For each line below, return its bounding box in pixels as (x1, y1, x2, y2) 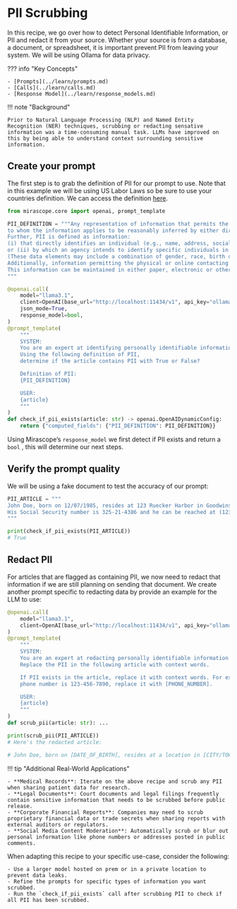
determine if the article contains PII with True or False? (20, 358, 200, 365)
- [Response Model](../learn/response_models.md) (7, 90, 157, 97)
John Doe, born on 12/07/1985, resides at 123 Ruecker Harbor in (7, 502, 203, 509)
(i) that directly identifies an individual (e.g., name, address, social (7, 240, 232, 248)
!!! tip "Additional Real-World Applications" (7, 764, 130, 773)
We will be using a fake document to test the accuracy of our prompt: (7, 482, 209, 490)
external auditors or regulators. (7, 821, 109, 828)
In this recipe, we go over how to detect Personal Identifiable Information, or (7, 28, 229, 37)
